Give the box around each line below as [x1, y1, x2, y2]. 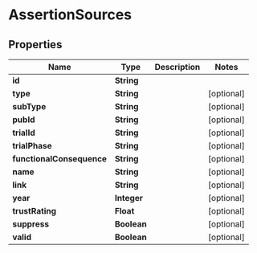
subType [12, 101, 47, 112]
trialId [12, 127, 35, 138]
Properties [8, 38, 63, 51]
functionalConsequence [12, 153, 107, 164]
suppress [12, 218, 50, 230]
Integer [114, 193, 143, 203]
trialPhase [12, 141, 52, 151]
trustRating [12, 206, 57, 216]
